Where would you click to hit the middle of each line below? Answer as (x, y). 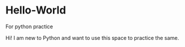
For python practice (29, 26)
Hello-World (36, 10)
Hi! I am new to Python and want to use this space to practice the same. (92, 38)
